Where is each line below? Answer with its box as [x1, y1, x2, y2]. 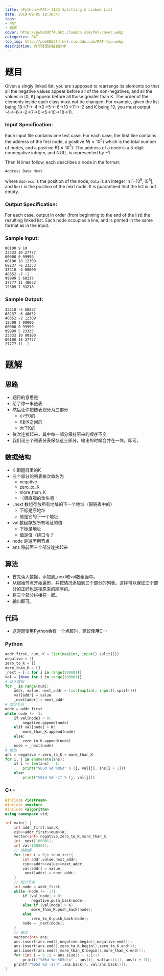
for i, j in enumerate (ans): [5, 757, 65, 762]
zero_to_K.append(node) [23, 739, 71, 744]
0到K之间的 [19, 418, 43, 425]
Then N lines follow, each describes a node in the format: [5, 159, 120, 165]
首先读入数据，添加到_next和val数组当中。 [12, 574, 98, 580]
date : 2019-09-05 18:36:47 [5, 12, 60, 17]
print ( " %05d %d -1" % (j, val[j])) [23, 775, 95, 780]
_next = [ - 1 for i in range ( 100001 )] [5, 670, 82, 675]
